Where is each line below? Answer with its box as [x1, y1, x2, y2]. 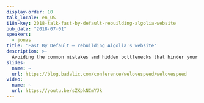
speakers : [6, 32, 32, 38]
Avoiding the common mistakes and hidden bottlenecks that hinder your [12, 54, 199, 60]
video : [6, 76, 23, 82]
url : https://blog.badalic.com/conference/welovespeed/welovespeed [12, 71, 188, 77]
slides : [6, 59, 26, 65]
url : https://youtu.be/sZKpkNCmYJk [12, 88, 103, 94]
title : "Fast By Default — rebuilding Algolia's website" [6, 43, 157, 49]
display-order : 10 [6, 8, 53, 15]
